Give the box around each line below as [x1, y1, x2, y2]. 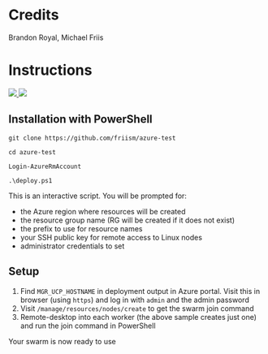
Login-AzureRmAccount [8, 162, 82, 171]
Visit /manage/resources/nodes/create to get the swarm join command [19, 303, 254, 313]
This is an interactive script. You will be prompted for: [8, 191, 187, 201]
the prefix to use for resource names [19, 223, 143, 233]
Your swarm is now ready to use [8, 336, 116, 346]
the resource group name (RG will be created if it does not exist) [19, 215, 236, 225]
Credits [8, 6, 59, 24]
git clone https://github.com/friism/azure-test [8, 134, 176, 142]
